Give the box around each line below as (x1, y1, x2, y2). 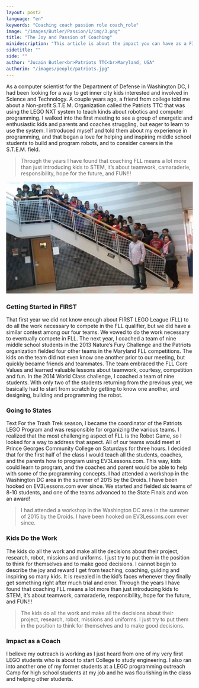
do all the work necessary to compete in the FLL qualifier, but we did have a (6, 323, 191, 330)
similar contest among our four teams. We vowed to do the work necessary (6, 329, 190, 336)
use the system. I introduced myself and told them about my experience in (6, 127, 188, 134)
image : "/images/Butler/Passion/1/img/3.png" (6, 28, 120, 34)
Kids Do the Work (6, 534, 57, 542)
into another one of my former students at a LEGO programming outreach (6, 663, 185, 670)
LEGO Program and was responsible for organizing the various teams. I (6, 426, 179, 433)
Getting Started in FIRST (6, 303, 77, 311)
